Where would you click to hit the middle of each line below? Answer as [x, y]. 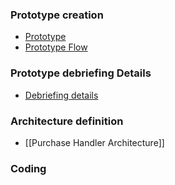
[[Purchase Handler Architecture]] [94, 142]
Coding [28, 168]
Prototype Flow [56, 47]
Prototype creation [57, 15]
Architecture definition [67, 121]
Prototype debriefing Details [81, 73]
